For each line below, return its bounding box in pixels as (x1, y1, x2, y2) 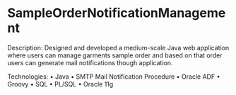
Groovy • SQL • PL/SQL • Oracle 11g (7, 79, 114, 88)
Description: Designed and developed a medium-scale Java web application (7, 43, 230, 52)
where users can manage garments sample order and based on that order (7, 51, 223, 60)
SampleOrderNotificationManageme (7, 5, 226, 21)
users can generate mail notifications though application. (7, 58, 173, 67)
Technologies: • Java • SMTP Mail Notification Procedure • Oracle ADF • (7, 72, 220, 81)
